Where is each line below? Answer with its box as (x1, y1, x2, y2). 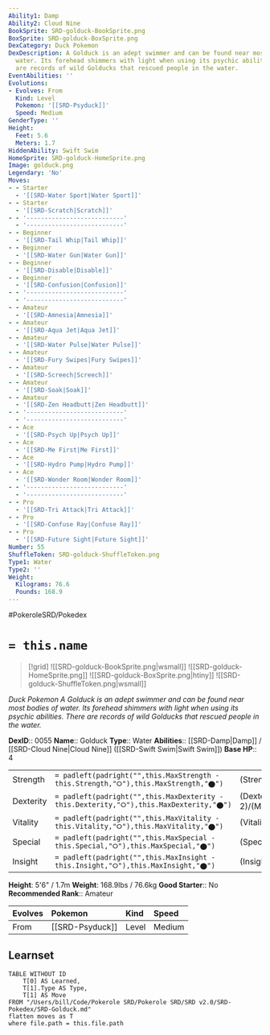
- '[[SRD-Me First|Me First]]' (15, 446, 121, 454)
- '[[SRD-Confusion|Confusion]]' (15, 281, 128, 290)
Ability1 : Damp (8, 11, 59, 20)
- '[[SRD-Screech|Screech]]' (15, 371, 113, 379)
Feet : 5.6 (15, 131, 48, 139)
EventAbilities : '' (8, 72, 74, 80)
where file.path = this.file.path (8, 1019, 125, 1027)
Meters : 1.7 (15, 138, 56, 147)
